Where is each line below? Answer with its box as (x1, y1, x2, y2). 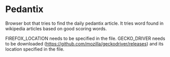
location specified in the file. (5, 46, 64, 52)
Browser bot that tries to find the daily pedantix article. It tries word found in (5, 20, 164, 26)
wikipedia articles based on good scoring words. (5, 25, 107, 31)
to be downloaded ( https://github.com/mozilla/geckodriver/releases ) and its (5, 40, 164, 46)
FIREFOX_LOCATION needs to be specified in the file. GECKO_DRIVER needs (5, 35, 165, 41)
